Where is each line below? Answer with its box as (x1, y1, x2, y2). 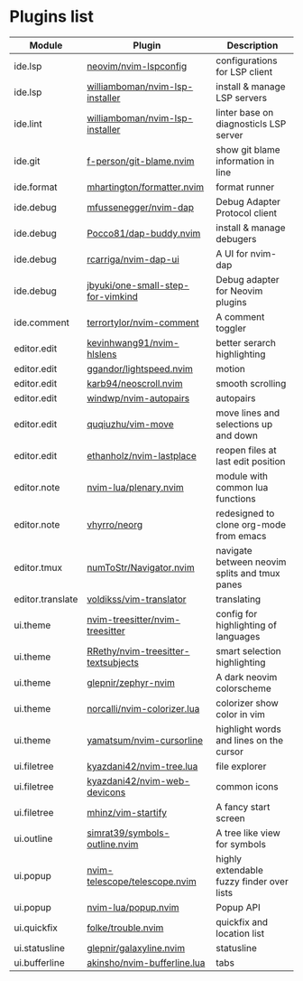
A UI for (216, 247, 249, 259)
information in (216, 154, 275, 167)
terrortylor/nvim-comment (87, 316, 200, 329)
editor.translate (14, 593, 78, 605)
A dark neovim (216, 670, 278, 683)
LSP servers (216, 91, 268, 104)
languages (216, 630, 261, 642)
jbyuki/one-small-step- (87, 278, 189, 291)
